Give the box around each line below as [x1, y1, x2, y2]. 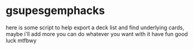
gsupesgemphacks [5, 4, 105, 18]
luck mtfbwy [5, 37, 37, 44]
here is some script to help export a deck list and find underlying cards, [5, 24, 185, 31]
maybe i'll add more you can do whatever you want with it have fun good [5, 30, 188, 37]
